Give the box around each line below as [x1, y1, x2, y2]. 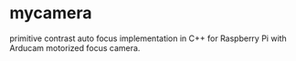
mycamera [9, 3, 92, 24]
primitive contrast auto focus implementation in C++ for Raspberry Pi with [9, 33, 288, 44]
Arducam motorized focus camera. [9, 42, 141, 53]
